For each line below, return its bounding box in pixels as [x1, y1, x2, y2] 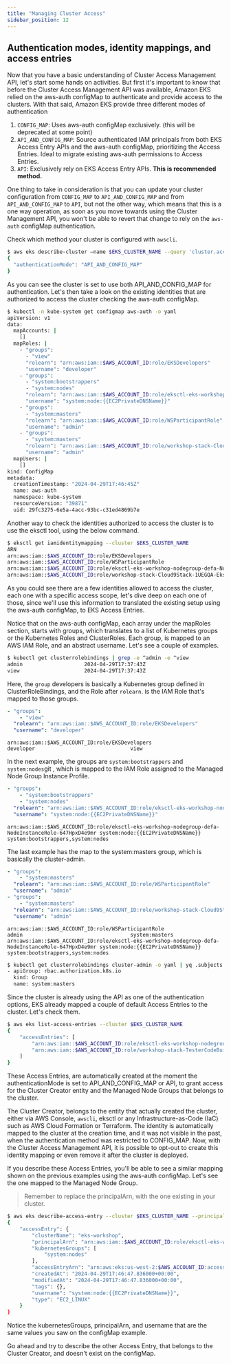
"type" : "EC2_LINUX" [32, 1296, 91, 1303]
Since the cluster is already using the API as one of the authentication [7, 993, 204, 1001]
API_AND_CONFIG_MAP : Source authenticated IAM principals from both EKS [16, 136, 222, 144]
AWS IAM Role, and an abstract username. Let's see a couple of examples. [7, 641, 219, 650]
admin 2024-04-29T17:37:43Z [7, 661, 146, 668]
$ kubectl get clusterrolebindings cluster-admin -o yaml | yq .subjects [7, 961, 223, 968]
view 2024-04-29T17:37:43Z [7, 667, 146, 674]
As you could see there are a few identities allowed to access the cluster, [7, 584, 214, 593]
